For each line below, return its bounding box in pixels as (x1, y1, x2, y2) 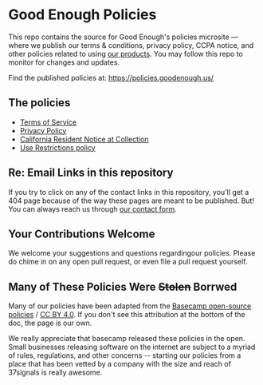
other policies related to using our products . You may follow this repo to (8, 49, 243, 58)
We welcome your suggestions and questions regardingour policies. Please (8, 248, 256, 258)
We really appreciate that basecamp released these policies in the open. (8, 334, 245, 343)
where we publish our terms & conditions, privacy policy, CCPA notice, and (8, 40, 253, 50)
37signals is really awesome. (8, 367, 103, 377)
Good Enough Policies (8, 6, 157, 24)
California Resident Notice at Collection (19, 134, 149, 144)
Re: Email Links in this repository (8, 166, 174, 180)
